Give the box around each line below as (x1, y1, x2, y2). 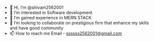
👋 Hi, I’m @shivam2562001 (9, 5, 64, 10)
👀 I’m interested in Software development (9, 10, 92, 15)
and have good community (9, 25, 64, 31)
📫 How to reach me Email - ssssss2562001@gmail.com (9, 30, 122, 36)
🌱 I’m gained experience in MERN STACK (9, 15, 92, 20)
